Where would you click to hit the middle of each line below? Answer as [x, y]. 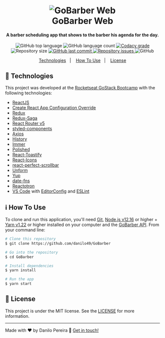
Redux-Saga [25, 118]
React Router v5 [28, 123]
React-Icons [25, 160]
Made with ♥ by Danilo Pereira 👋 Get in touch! [52, 330]
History [20, 139]
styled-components [32, 129]
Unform [20, 170]
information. [17, 316]
